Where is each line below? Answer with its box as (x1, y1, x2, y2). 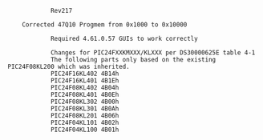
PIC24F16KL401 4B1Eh (50, 77, 119, 85)
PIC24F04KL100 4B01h (50, 126, 119, 134)
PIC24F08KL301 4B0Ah (50, 105, 119, 113)
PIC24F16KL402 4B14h (50, 70, 119, 78)
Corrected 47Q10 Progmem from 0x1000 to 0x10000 (22, 21, 188, 29)
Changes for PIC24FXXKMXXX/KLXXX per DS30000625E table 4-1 (50, 49, 256, 57)
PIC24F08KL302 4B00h (50, 98, 119, 106)
